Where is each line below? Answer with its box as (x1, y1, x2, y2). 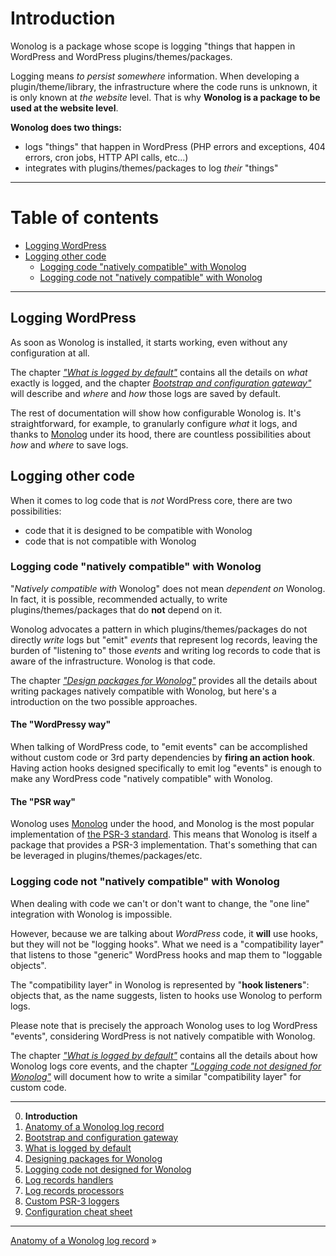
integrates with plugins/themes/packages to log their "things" (24, 162, 279, 174)
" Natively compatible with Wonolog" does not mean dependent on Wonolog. (10, 582, 326, 594)
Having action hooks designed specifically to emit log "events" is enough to (10, 762, 322, 774)
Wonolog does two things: (10, 121, 122, 133)
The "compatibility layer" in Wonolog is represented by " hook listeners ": (10, 978, 310, 991)
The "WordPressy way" (10, 718, 112, 731)
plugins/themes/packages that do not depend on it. (10, 603, 223, 616)
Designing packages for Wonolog (24, 1152, 163, 1164)
